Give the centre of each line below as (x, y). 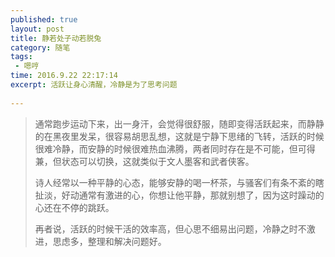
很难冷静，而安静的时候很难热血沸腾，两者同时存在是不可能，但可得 (175, 148)
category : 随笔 (40, 47)
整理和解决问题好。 (127, 241)
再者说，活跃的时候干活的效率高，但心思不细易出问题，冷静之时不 (170, 228)
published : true (44, 19)
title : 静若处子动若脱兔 (56, 38)
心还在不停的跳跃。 (74, 207)
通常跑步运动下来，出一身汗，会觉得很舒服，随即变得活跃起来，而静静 (179, 123)
